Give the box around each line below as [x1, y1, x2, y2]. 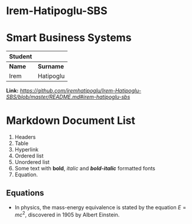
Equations [6, 188, 44, 198]
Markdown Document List [6, 114, 136, 127]
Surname [37, 62, 64, 71]
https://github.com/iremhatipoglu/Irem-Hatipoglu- [19, 87, 142, 94]
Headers [14, 134, 36, 141]
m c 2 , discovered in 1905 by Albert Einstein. [14, 210, 120, 218]
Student [9, 52, 32, 61]
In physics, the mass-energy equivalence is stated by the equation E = [14, 203, 187, 210]
